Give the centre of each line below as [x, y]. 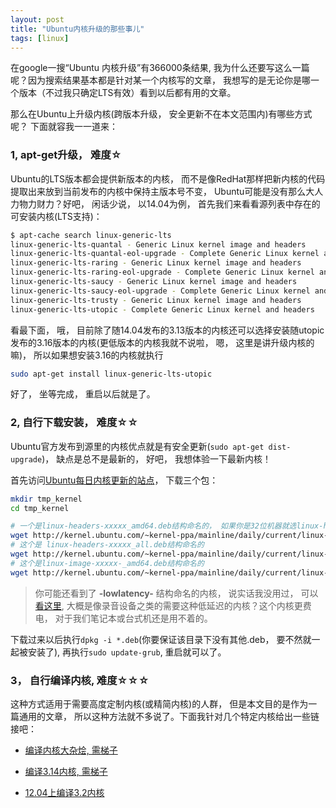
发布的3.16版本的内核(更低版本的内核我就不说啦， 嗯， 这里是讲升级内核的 [162, 342]
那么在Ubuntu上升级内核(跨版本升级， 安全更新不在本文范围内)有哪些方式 [161, 114]
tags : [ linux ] [40, 38]
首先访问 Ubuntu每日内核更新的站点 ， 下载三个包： [114, 480]
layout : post [37, 19]
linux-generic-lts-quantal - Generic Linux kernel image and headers [158, 244]
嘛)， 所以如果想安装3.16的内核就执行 [87, 355]
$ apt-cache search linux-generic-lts [91, 235]
